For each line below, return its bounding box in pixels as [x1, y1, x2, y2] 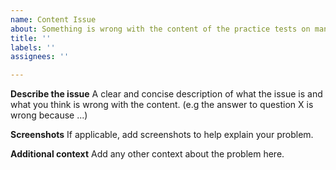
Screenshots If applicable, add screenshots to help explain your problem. [10, 129, 314, 141]
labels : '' [10, 42, 56, 53]
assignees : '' [10, 52, 70, 62]
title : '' [10, 33, 52, 43]
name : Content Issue [10, 14, 97, 25]
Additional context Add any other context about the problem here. [10, 148, 285, 160]
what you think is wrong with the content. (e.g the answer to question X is [10, 99, 314, 111]
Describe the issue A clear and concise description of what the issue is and [10, 88, 323, 100]
